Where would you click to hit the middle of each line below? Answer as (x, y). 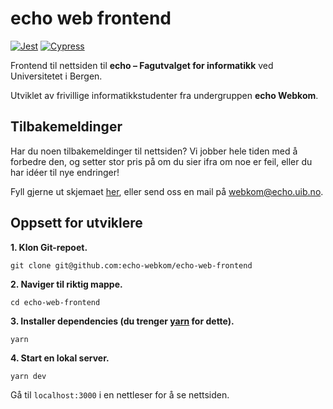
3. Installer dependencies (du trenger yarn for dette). (122, 321)
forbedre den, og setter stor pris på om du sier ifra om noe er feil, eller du (161, 161)
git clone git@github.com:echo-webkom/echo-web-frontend (131, 265)
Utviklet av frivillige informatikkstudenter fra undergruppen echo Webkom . (164, 95)
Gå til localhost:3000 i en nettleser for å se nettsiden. (120, 394)
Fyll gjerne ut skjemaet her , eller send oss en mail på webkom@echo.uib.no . (167, 191)
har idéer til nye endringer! (65, 172)
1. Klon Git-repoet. (49, 247)
